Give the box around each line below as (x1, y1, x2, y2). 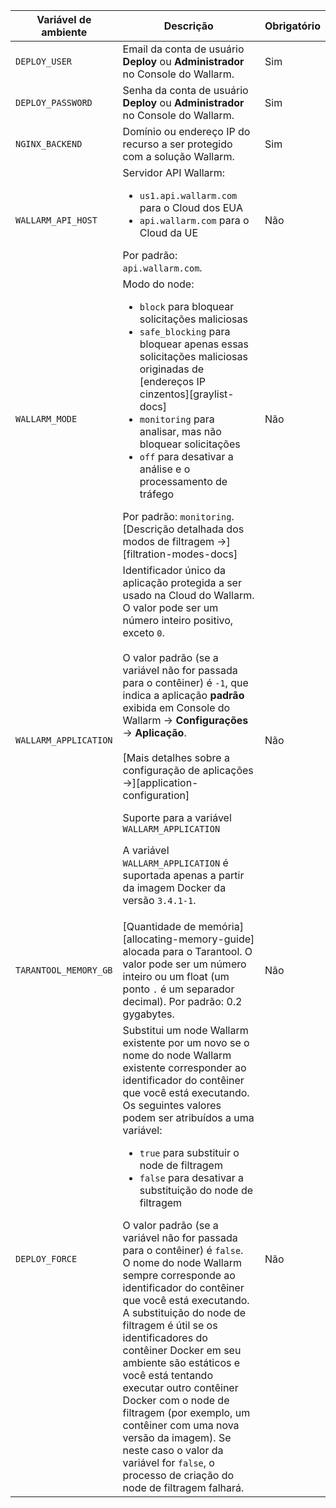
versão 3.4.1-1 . (122, 894, 197, 907)
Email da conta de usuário (122, 42, 245, 56)
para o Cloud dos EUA (139, 201, 243, 214)
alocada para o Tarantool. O (122, 945, 253, 958)
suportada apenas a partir (122, 869, 245, 882)
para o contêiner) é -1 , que (122, 676, 249, 689)
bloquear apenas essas (139, 337, 250, 351)
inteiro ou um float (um (122, 970, 230, 983)
